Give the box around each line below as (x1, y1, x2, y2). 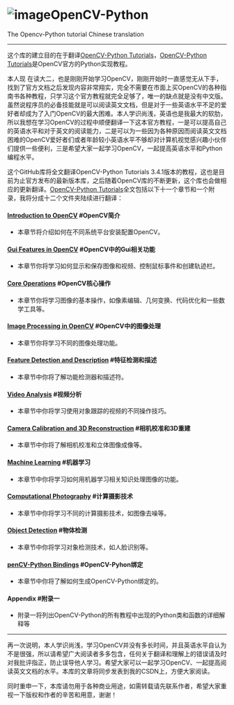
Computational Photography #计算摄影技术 (7, 492, 134, 501)
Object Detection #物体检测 (7, 526, 88, 534)
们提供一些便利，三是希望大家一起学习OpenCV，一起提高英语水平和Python (7, 144, 223, 153)
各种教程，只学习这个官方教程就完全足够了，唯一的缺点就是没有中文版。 (19, 91, 227, 100)
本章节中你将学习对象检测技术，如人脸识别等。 (17, 543, 152, 551)
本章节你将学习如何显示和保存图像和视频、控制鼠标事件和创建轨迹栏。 (17, 262, 219, 270)
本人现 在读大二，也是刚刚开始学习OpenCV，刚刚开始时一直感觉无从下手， (7, 74, 223, 83)
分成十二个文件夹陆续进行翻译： (31, 194, 123, 202)
